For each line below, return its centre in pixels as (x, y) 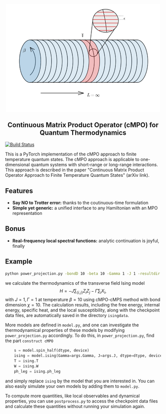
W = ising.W (26, 366)
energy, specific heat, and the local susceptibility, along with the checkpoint (83, 310)
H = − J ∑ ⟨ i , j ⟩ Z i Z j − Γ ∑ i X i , (83, 291)
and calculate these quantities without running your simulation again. (75, 406)
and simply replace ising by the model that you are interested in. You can (80, 381)
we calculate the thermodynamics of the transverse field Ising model (75, 283)
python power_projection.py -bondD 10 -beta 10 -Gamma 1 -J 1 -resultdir (83, 273)
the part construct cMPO (29, 341)
